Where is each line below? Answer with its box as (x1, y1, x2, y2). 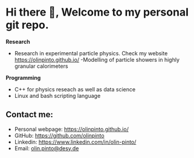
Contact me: (5, 109, 54, 120)
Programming (5, 74, 41, 81)
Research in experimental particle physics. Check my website (14, 49, 168, 56)
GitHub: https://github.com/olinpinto (14, 132, 105, 139)
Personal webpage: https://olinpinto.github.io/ (14, 126, 129, 133)
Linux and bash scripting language (14, 92, 101, 99)
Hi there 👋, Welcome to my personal (5, 5, 189, 19)
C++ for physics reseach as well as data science (14, 85, 136, 93)
